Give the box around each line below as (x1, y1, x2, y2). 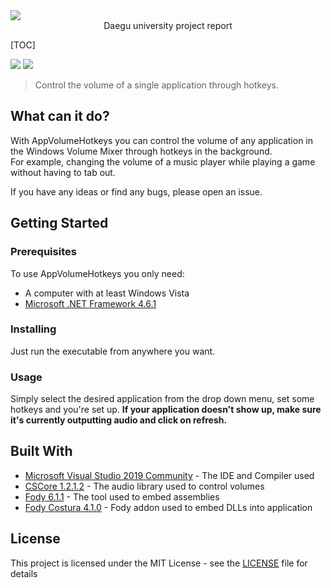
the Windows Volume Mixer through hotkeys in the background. (10, 145, 273, 157)
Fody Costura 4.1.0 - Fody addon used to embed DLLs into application (24, 501, 313, 513)
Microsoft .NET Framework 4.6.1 (24, 297, 157, 309)
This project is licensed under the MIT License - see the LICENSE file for (10, 557, 308, 569)
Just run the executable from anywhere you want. (10, 345, 216, 357)
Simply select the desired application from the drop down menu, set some (10, 393, 315, 405)
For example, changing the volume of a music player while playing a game (10, 155, 316, 168)
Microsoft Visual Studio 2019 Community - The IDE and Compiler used (24, 469, 315, 481)
